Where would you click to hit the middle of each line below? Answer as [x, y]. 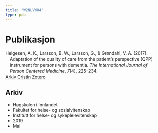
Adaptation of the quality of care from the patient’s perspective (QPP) [81, 59]
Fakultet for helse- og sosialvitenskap [51, 110]
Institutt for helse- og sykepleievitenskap [55, 115]
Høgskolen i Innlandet [35, 105]
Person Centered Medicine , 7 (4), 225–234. [54, 71]
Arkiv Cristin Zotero [25, 77]
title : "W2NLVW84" [24, 10]
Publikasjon [30, 39]
